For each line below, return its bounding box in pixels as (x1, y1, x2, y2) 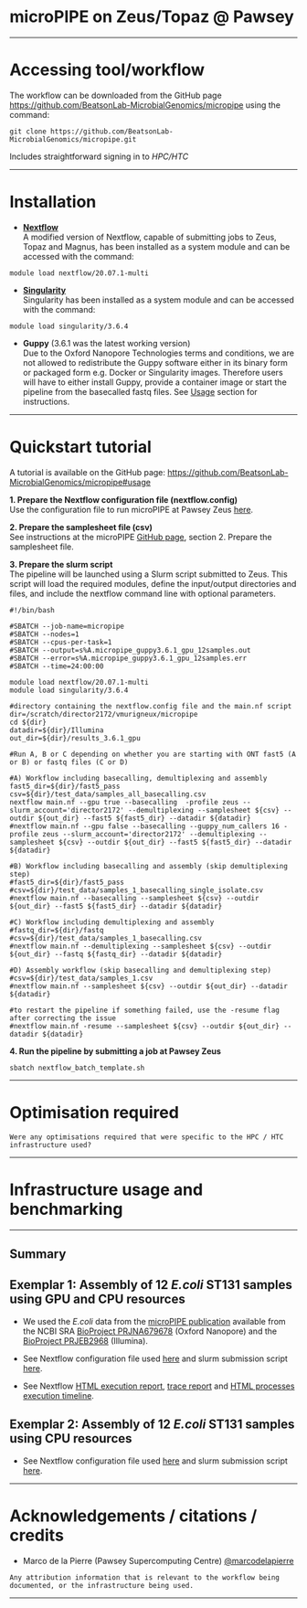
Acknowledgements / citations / (9, 1506, 258, 1526)
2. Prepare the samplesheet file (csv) (9, 521, 153, 532)
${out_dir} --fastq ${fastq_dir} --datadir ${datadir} (9, 949, 223, 959)
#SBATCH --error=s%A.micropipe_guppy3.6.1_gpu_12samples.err (9, 654, 248, 663)
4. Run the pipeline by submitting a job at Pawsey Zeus (9, 1045, 222, 1057)
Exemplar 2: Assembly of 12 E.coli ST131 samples (9, 1417, 295, 1432)
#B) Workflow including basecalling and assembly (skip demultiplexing (9, 861, 288, 870)
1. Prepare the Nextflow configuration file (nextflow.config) (9, 494, 238, 505)
